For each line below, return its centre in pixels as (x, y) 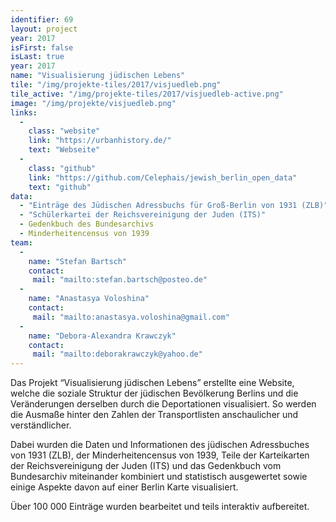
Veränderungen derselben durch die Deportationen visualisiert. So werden (163, 404)
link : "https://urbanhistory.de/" (100, 141)
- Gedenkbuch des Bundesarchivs (87, 224)
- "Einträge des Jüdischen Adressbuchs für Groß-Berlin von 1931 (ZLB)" (174, 206)
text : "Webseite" (64, 150)
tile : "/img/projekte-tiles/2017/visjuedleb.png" (116, 85)
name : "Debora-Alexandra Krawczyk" (102, 336)
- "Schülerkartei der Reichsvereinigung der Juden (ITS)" (143, 215)
